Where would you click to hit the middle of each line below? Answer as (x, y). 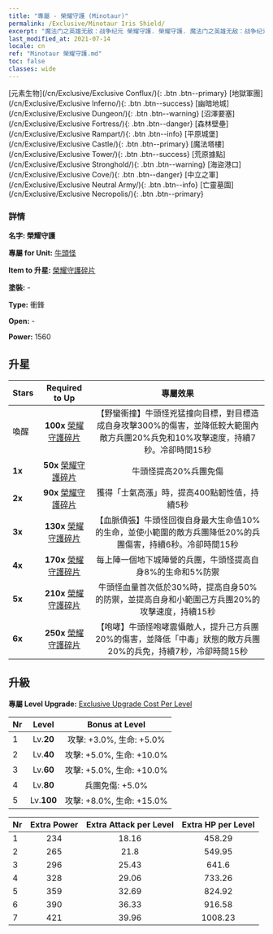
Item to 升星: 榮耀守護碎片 (52, 270)
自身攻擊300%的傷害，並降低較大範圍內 (182, 426)
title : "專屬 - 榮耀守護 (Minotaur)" (69, 16)
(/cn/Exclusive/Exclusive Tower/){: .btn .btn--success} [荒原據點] (117, 154)
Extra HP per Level (218, 824)
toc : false (27, 62)
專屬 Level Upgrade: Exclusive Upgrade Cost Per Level (100, 704)
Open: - (22, 321)
